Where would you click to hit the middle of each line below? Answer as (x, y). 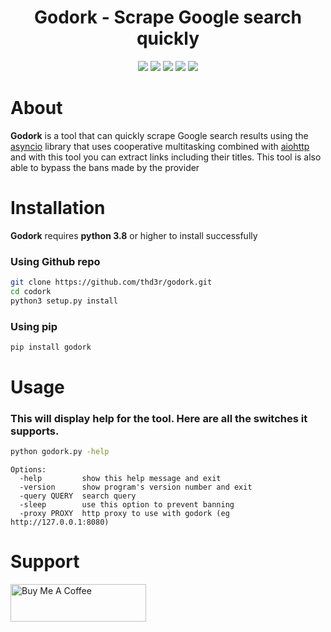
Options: (28, 470)
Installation (58, 208)
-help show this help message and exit (120, 479)
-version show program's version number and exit (136, 487)
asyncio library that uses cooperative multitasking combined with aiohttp (160, 146)
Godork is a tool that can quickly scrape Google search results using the (159, 135)
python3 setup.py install (64, 301)
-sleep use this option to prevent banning (127, 505)
